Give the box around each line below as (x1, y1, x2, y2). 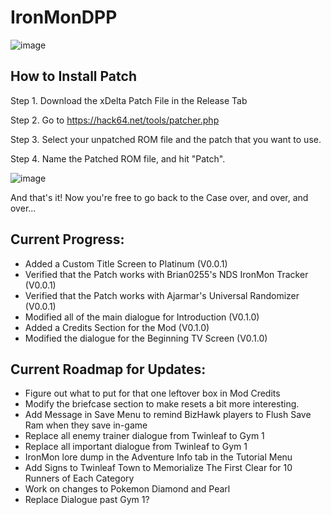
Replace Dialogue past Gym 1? (24, 494, 150, 506)
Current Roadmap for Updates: (10, 361, 207, 378)
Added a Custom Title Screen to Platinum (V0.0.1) (24, 257, 228, 270)
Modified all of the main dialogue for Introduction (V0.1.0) (24, 311, 260, 323)
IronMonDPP (10, 6, 118, 29)
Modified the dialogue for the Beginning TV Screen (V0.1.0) (24, 332, 268, 344)
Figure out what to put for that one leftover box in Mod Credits (24, 387, 281, 400)
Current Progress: (10, 231, 125, 248)
